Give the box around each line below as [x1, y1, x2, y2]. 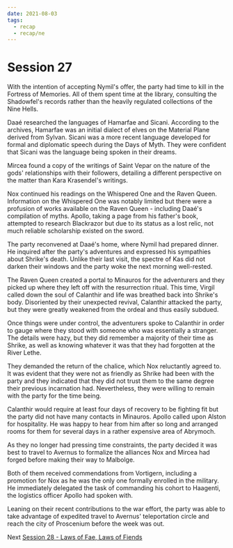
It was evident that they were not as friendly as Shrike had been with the [7, 370, 214, 378]
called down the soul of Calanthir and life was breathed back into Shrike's [7, 290, 218, 299]
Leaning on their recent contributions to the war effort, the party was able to [7, 505, 226, 513]
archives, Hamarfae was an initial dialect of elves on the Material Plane [7, 126, 210, 134]
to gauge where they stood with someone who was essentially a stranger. [7, 327, 218, 335]
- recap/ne [13, 29, 45, 37]
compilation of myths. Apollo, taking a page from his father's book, [7, 212, 199, 220]
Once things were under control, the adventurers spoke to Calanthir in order [7, 319, 225, 327]
